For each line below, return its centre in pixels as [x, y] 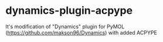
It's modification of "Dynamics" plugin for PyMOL [65, 26]
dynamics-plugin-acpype [69, 11]
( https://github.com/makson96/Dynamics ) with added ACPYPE [81, 32]
